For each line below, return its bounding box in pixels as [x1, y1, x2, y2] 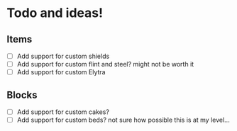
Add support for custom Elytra [16, 68, 106, 76]
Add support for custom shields [16, 52, 110, 60]
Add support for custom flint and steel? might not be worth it [16, 60, 194, 69]
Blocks [6, 89, 38, 101]
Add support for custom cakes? [16, 108, 109, 116]
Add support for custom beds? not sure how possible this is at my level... [16, 115, 230, 125]
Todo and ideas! [6, 5, 104, 21]
